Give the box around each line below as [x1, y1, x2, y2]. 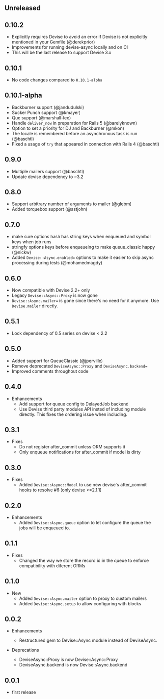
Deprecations [11, 647, 39, 653]
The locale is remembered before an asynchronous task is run [11, 130, 138, 136]
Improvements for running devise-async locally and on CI [11, 44, 128, 50]
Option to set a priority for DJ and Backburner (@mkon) [11, 125, 125, 131]
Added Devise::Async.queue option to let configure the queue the [19, 519, 151, 525]
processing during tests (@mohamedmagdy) [11, 260, 103, 266]
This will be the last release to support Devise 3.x [11, 49, 111, 56]
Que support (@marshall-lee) [11, 114, 71, 120]
